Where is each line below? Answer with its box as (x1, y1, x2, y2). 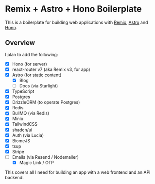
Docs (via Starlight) (19, 83, 58, 88)
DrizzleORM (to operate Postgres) (12, 100, 80, 105)
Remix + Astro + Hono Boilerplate (5, 3, 142, 15)
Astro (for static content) (12, 72, 62, 78)
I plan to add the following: (5, 51, 58, 57)
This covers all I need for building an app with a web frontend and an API (5, 169, 151, 175)
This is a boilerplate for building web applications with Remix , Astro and (5, 19, 148, 25)
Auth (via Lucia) (12, 132, 44, 138)
